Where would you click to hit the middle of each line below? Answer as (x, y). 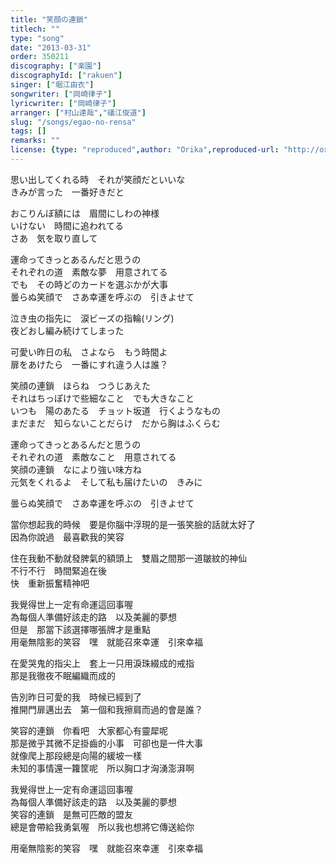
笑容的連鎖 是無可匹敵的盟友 (71, 814)
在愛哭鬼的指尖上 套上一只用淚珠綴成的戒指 (102, 663)
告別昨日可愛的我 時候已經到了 (76, 697)
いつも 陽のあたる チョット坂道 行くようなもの (115, 410)
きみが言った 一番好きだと (67, 192)
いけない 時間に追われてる (67, 225)
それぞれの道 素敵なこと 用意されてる (93, 457)
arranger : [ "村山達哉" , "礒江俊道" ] (78, 112)
